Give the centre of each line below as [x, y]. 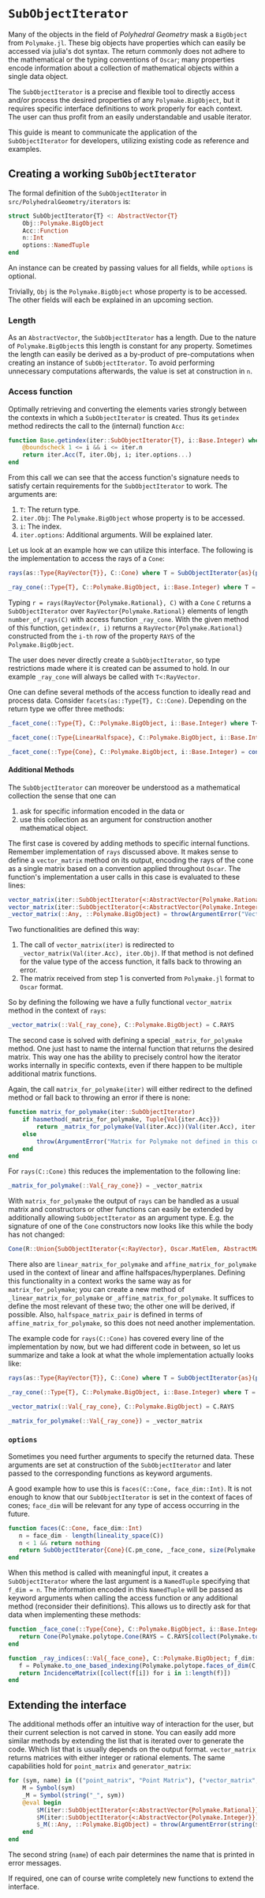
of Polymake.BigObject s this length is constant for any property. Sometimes [130, 346]
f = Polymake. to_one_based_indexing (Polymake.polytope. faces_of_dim [133, 1665]
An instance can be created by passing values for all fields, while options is [131, 268]
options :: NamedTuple [56, 245]
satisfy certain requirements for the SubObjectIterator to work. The [118, 486]
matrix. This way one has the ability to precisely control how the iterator [125, 1057]
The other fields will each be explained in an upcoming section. [111, 300]
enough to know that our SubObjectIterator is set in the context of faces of [131, 1497]
